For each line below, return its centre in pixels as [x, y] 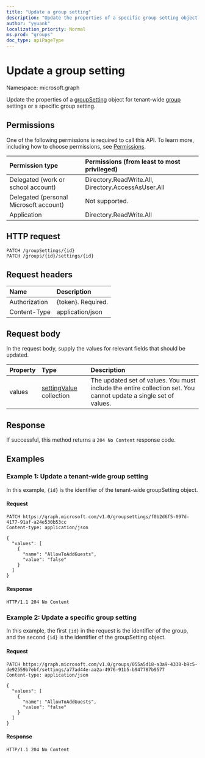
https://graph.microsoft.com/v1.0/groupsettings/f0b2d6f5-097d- [106, 517]
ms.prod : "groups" [30, 35]
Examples [25, 459]
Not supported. [107, 201]
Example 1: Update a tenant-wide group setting [77, 477]
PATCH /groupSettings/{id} [41, 251]
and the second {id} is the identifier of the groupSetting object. [86, 637]
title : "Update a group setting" [49, 12]
